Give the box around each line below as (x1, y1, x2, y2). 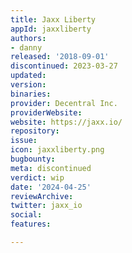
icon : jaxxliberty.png (10, 145, 105, 155)
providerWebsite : (10, 107, 83, 118)
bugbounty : (10, 154, 56, 164)
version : (10, 80, 47, 90)
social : (10, 210, 43, 220)
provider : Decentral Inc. (10, 98, 118, 108)
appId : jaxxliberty (10, 24, 92, 34)
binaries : (10, 89, 52, 99)
